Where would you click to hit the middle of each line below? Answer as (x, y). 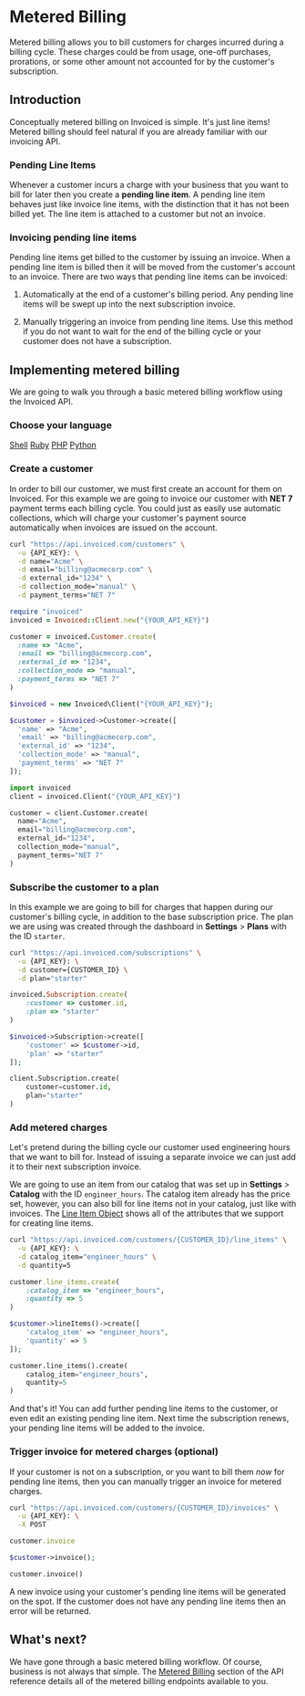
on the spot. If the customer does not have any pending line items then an (148, 1601)
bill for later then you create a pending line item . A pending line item (137, 194)
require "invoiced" (46, 612)
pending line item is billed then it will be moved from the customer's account (152, 267)
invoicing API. (35, 141)
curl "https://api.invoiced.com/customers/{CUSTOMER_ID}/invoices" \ (144, 1508)
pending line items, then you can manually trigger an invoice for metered (146, 1481)
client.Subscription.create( (65, 1079)
